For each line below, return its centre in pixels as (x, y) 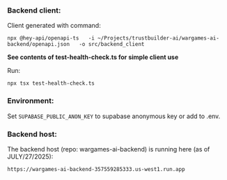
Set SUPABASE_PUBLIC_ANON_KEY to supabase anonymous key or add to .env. (114, 116)
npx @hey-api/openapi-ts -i (51, 38)
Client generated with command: (54, 26)
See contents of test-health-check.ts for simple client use (93, 57)
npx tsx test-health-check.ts (51, 83)
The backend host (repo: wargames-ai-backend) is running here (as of (109, 149)
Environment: (31, 101)
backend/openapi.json (39, 44)
